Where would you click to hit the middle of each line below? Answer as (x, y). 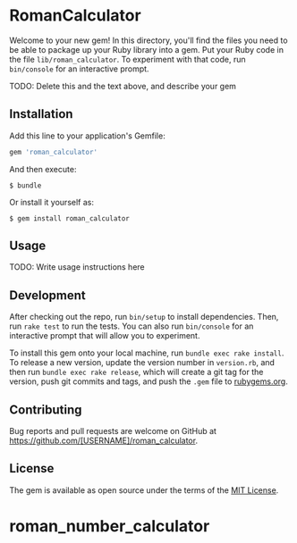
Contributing (46, 409)
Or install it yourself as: (51, 202)
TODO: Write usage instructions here (77, 267)
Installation (41, 114)
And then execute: (43, 169)
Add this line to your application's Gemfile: (87, 136)
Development (48, 295)
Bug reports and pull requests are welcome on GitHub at (113, 431)
